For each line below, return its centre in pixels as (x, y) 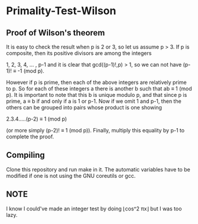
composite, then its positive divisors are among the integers (79, 53)
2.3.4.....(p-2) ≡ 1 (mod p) (37, 119)
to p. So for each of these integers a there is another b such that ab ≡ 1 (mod (99, 89)
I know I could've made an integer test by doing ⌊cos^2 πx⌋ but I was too (94, 209)
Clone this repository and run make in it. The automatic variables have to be (98, 169)
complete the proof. (30, 137)
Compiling (26, 155)
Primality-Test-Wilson (61, 11)
